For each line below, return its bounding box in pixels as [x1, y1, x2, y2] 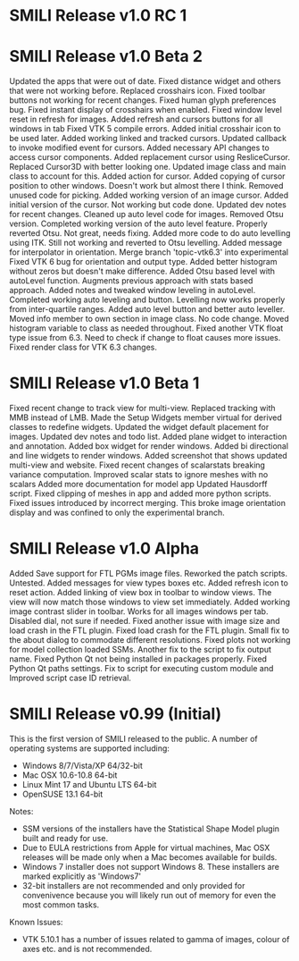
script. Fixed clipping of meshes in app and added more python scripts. [9, 488, 272, 499]
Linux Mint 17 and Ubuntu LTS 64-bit [21, 779, 157, 789]
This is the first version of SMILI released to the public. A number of [9, 733, 259, 744]
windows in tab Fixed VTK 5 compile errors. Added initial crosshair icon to [9, 123, 281, 134]
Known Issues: [9, 916, 63, 927]
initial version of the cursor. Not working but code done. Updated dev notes [9, 199, 287, 210]
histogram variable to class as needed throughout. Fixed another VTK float [9, 323, 284, 333]
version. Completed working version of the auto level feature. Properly [9, 218, 268, 229]
